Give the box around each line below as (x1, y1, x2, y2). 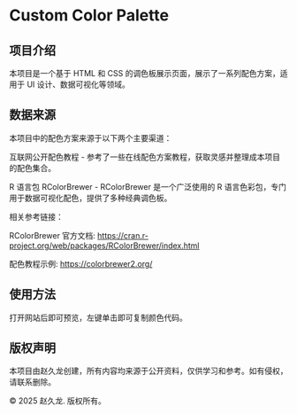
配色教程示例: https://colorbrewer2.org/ (9, 258, 153, 269)
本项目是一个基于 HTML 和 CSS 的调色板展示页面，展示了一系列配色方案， (9, 68, 280, 78)
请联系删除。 (9, 377, 56, 387)
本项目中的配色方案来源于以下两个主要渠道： (9, 132, 172, 143)
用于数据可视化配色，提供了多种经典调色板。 (9, 192, 172, 203)
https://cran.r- (96, 230, 148, 240)
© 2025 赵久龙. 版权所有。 (9, 395, 106, 406)
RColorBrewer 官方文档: (9, 230, 95, 240)
